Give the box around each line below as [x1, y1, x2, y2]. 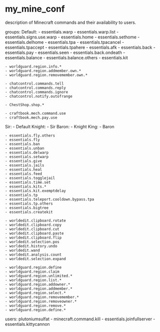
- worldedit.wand [5, 248, 40, 253]
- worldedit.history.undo [5, 244, 57, 248]
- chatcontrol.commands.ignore [5, 89, 68, 94]
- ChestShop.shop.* [5, 102, 45, 107]
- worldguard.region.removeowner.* [5, 299, 77, 304]
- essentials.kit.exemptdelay [5, 188, 66, 193]
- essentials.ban [5, 141, 40, 146]
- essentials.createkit [5, 210, 53, 214]
